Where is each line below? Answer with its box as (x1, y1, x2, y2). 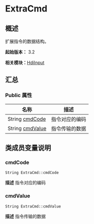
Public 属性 (5, 92, 32, 99)
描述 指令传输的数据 (5, 213, 46, 219)
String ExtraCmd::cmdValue (5, 203, 61, 209)
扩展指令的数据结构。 (5, 38, 49, 44)
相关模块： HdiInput (5, 59, 45, 65)
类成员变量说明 (5, 143, 51, 152)
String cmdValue (7, 124, 46, 131)
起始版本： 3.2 (5, 49, 35, 55)
